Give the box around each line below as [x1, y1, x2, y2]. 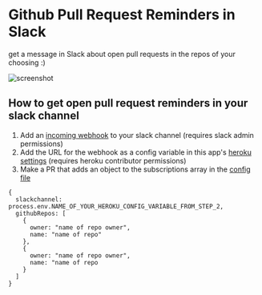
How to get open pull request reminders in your [8, 96, 248, 110]
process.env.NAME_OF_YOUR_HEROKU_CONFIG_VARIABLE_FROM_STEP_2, [8, 202, 224, 210]
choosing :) [8, 58, 46, 67]
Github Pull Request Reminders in [8, 6, 236, 24]
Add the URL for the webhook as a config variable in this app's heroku [19, 147, 252, 157]
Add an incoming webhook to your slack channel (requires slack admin [19, 130, 255, 139]
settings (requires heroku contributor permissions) [19, 156, 187, 165]
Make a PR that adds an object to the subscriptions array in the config [19, 164, 251, 174]
